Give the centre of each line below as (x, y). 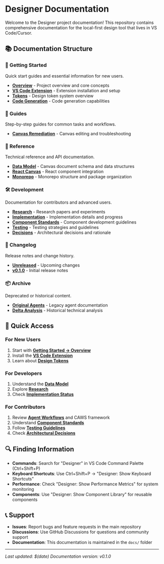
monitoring (23, 489)
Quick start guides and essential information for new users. (64, 76)
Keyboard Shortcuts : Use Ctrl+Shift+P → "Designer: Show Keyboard (82, 474)
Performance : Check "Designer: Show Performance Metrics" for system (85, 484)
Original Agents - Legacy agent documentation (60, 305)
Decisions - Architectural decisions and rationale (61, 232)
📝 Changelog (21, 245)
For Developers (24, 373)
